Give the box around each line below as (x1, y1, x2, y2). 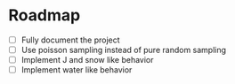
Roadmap (8, 5, 81, 26)
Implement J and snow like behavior (20, 55, 154, 65)
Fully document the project (20, 34, 121, 45)
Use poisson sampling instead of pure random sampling (20, 45, 227, 55)
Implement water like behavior (20, 65, 133, 75)
